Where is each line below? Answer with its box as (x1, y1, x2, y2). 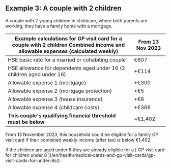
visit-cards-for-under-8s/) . (5, 157, 63, 163)
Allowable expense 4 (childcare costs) (8, 104, 100, 111)
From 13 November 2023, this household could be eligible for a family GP (5, 131, 159, 138)
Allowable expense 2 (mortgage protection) (8, 87, 112, 94)
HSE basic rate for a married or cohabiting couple (8, 56, 126, 63)
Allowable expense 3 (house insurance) (8, 95, 103, 103)
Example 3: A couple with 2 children (5, 4, 122, 13)
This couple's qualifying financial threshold (8, 112, 116, 119)
